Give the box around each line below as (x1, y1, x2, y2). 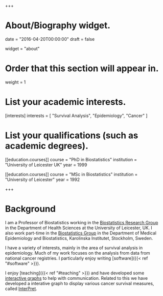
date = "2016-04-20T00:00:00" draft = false (5, 36, 95, 42)
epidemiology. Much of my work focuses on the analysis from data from (5, 250, 150, 256)
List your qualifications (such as (5, 130, 139, 141)
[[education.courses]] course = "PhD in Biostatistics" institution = (5, 156, 137, 162)
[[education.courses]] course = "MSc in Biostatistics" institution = (5, 171, 138, 177)
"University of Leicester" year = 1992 (5, 177, 80, 182)
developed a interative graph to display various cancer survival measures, (5, 280, 154, 286)
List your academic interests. (5, 96, 126, 108)
